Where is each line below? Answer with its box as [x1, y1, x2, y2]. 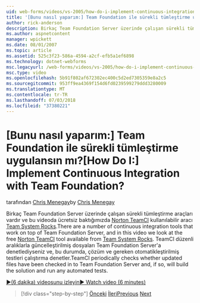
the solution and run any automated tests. [6, 267, 108, 274]
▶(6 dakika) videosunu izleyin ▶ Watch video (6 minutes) [6, 279, 146, 286]
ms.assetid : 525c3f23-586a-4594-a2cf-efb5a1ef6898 [6, 53, 135, 59]
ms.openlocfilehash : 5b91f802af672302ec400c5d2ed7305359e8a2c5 [6, 75, 167, 81]
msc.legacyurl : [6, 64, 44, 70]
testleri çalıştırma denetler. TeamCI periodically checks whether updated [6, 254, 183, 262]
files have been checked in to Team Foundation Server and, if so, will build [6, 261, 189, 268]
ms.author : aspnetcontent [6, 31, 70, 37]
